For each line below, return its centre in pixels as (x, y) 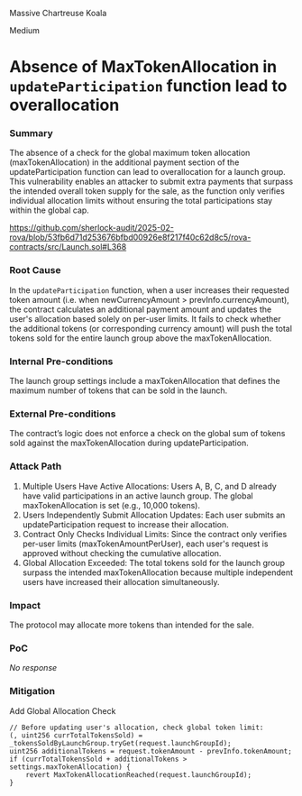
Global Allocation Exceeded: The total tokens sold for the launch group (154, 563)
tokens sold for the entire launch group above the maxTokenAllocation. (141, 338)
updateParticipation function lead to (148, 86)
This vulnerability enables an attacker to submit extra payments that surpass (151, 182)
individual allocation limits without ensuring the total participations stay (141, 201)
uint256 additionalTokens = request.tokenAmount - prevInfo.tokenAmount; (151, 751)
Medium (25, 30)
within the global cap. (50, 210)
